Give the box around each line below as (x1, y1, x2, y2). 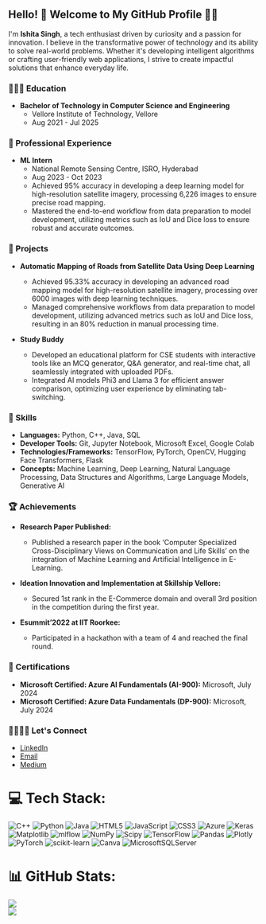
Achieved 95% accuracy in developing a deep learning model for (31, 181, 245, 191)
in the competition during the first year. (31, 602, 160, 612)
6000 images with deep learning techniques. (31, 294, 179, 303)
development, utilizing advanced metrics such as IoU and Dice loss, (31, 310, 254, 320)
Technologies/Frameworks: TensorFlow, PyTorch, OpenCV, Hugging (19, 447, 246, 456)
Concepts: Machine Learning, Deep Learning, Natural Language (19, 464, 231, 474)
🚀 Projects (8, 244, 49, 255)
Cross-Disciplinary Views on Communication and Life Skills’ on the (31, 546, 250, 556)
